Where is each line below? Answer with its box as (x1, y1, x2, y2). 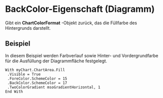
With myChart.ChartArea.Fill (5, 67, 65, 72)
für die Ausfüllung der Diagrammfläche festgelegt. (5, 58, 107, 64)
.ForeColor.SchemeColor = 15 (7, 76, 68, 81)
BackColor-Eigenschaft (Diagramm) (5, 3, 155, 15)
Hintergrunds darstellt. (5, 25, 51, 31)
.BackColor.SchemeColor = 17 (7, 80, 68, 85)
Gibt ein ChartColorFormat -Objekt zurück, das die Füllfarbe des (5, 20, 137, 26)
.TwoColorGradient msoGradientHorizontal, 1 (7, 85, 100, 90)
